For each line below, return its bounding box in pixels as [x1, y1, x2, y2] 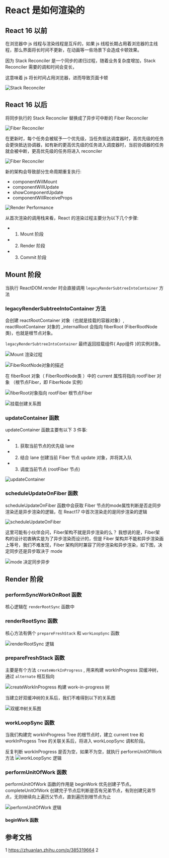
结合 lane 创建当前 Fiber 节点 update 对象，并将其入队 [20, 454, 132, 461]
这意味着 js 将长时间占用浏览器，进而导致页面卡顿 [5, 75, 108, 81]
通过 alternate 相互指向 [5, 673, 55, 679]
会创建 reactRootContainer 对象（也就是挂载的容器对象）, [5, 317, 125, 323]
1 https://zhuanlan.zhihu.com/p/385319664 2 [5, 847, 99, 853]
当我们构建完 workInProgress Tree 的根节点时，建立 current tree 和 [5, 732, 144, 738]
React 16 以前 [5, 26, 48, 35]
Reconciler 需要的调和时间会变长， [5, 64, 77, 70]
